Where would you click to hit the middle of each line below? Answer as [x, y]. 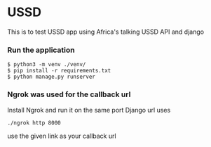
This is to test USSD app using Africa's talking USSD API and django [106, 32]
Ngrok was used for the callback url [69, 94]
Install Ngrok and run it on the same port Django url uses [89, 110]
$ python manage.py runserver [52, 77]
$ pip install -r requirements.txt [59, 71]
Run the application [41, 50]
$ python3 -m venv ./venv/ [47, 65]
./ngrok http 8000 [34, 123]
